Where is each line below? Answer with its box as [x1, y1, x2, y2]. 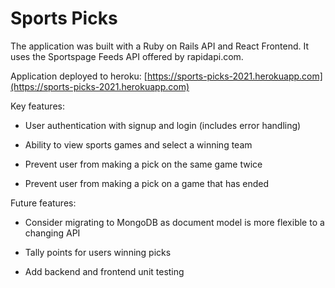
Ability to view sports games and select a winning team [24, 138, 253, 151]
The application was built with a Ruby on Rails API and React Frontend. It [10, 40, 310, 52]
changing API [24, 227, 81, 239]
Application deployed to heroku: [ [10, 70, 148, 82]
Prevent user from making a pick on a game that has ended [24, 177, 270, 189]
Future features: [10, 197, 77, 209]
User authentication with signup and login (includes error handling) [24, 119, 302, 131]
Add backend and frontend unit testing [24, 265, 185, 277]
